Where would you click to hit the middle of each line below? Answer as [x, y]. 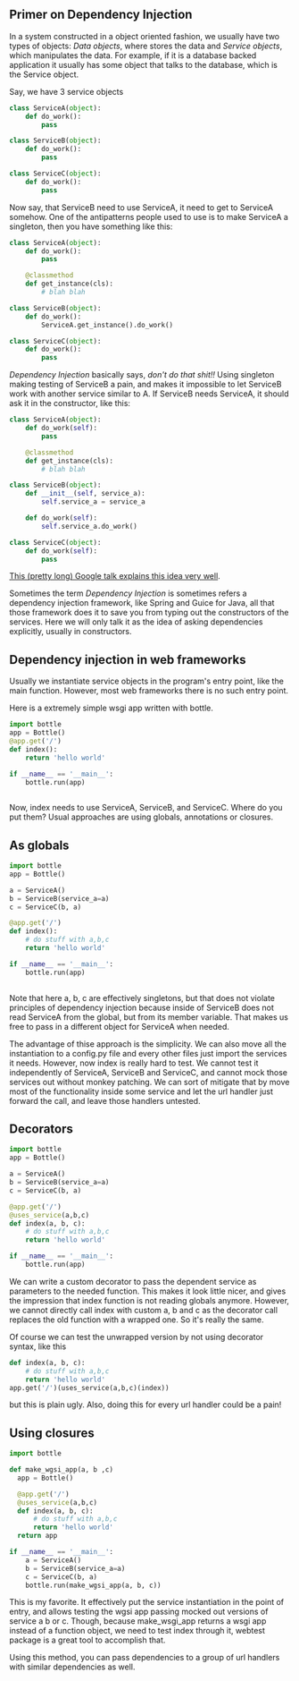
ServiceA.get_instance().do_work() [108, 325]
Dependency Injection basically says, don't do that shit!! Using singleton [142, 375]
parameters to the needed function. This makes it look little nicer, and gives [148, 1291]
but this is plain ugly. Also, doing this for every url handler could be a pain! [145, 1405]
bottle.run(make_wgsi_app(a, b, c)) [94, 1585]
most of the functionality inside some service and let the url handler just [141, 1091]
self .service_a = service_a [93, 502]
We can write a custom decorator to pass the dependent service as [133, 1281]
